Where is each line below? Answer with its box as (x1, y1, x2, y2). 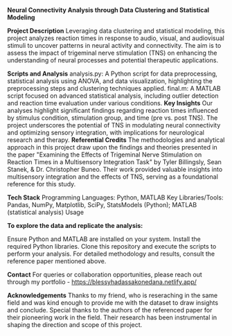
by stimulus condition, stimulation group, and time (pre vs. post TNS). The (7, 114, 218, 122)
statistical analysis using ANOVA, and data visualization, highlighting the (7, 77, 213, 85)
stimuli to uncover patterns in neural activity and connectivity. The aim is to (7, 42, 222, 49)
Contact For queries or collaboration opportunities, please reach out (7, 270, 202, 278)
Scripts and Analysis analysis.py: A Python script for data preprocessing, (7, 69, 218, 78)
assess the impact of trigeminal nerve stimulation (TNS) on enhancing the (7, 48, 217, 57)
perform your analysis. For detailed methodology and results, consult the (7, 249, 215, 258)
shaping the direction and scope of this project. (7, 321, 143, 328)
